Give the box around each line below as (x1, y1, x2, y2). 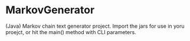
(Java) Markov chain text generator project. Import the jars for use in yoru (5, 23, 185, 29)
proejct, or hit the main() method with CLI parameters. (5, 28, 136, 35)
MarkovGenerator (5, 3, 95, 17)
